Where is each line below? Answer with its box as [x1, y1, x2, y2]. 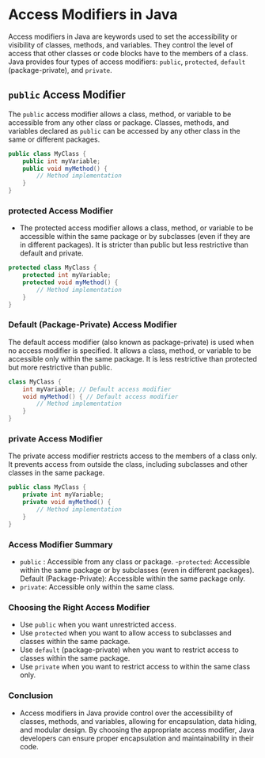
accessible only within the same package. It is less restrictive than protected [8, 354, 257, 363]
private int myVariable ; [22, 491, 104, 499]
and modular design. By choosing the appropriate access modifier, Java [19, 725, 255, 734]
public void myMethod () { [22, 165, 108, 172]
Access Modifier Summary [8, 539, 113, 550]
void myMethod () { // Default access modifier [22, 392, 179, 400]
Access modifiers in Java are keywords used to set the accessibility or [8, 32, 238, 41]
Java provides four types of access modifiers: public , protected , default [8, 57, 246, 66]
